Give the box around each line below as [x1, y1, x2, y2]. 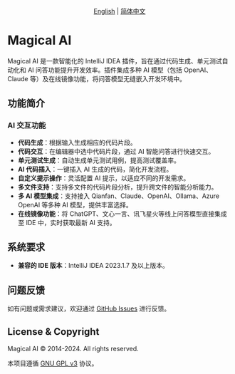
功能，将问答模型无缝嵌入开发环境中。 [73, 74, 187, 83]
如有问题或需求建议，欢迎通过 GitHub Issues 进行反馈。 [7, 304, 171, 313]
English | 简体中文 [93, 7, 146, 15]
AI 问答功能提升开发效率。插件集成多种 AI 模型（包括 [27, 66, 183, 74]
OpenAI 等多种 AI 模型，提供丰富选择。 [17, 200, 133, 209]
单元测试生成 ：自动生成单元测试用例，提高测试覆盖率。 [17, 156, 180, 165]
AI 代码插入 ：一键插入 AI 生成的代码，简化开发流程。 [17, 165, 173, 173]
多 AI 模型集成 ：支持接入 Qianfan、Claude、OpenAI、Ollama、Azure [17, 192, 220, 200]
